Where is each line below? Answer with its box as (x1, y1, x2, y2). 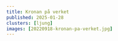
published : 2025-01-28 (6, 14, 64, 20)
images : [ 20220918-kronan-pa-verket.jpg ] (6, 25, 113, 32)
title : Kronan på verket (6, 8, 69, 15)
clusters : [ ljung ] (6, 20, 53, 26)
